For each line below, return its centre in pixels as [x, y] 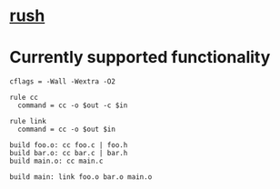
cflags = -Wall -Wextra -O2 [63, 82]
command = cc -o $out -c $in [73, 105]
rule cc [24, 98]
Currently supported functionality [140, 58]
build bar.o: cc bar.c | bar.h [69, 154]
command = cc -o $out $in [67, 129]
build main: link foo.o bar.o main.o [81, 177]
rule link [28, 122]
